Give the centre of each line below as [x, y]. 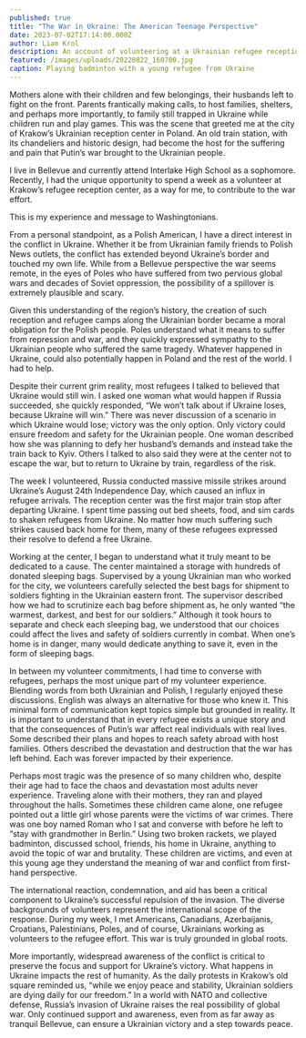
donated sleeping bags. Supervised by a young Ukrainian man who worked [150, 575]
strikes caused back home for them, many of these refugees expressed [143, 529]
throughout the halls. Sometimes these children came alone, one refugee [146, 804]
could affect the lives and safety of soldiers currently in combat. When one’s [153, 634]
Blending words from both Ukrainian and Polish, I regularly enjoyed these [147, 690]
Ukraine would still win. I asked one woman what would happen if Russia [146, 395]
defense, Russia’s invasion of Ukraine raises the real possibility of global [145, 1004]
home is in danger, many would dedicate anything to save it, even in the [144, 644]
